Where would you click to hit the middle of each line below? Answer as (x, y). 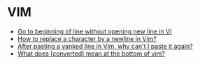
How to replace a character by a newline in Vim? (87, 38)
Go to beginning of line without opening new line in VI (94, 31)
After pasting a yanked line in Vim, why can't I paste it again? (105, 46)
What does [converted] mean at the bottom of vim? (91, 54)
